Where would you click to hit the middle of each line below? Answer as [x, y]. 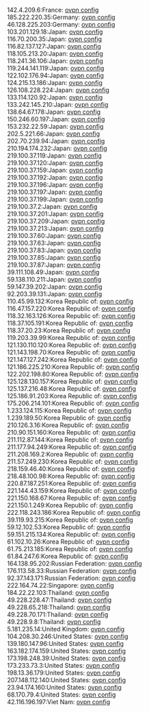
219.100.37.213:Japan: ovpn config [55, 228]
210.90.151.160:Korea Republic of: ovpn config [71, 432]
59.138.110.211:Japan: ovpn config [54, 279]
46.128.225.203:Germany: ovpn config [61, 24]
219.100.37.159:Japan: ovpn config [55, 170]
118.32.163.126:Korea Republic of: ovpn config [71, 316]
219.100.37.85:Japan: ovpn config [54, 257]
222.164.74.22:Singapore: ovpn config [60, 585]
